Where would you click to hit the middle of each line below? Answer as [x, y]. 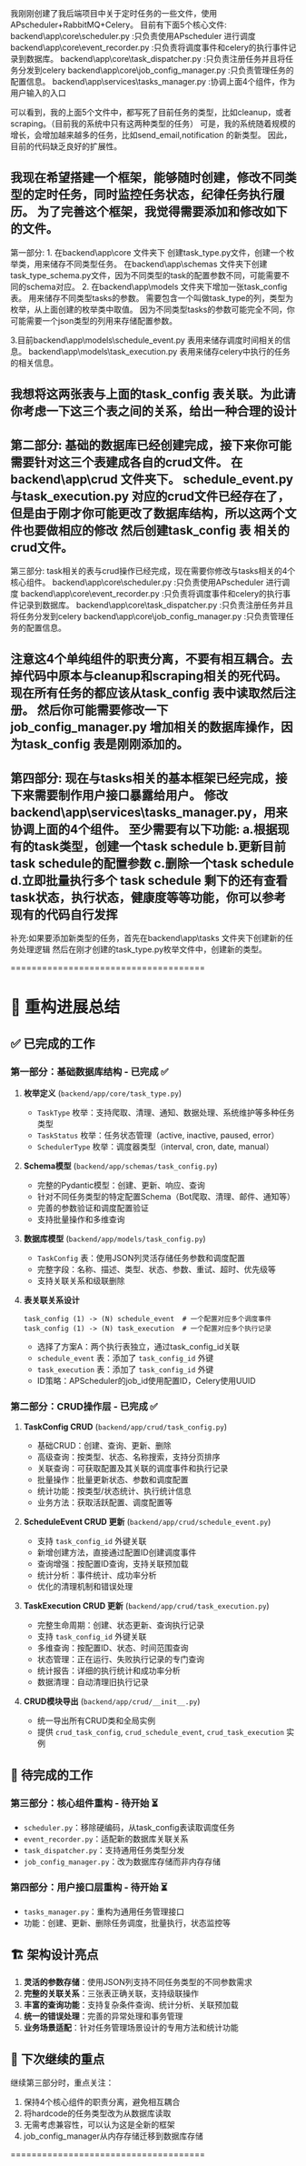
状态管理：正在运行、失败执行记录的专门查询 [121, 1660]
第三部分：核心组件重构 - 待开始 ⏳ [84, 1803]
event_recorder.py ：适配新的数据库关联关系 [106, 1839]
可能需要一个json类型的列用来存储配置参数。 [94, 320]
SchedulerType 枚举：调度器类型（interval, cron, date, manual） [155, 1147]
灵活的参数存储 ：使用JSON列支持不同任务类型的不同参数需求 [138, 1982]
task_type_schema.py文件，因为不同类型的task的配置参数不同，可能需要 [146, 275]
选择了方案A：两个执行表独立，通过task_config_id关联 [138, 1347]
